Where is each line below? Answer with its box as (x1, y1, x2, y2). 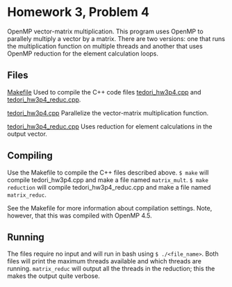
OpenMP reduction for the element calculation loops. (7, 49, 158, 58)
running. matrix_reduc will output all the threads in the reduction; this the (7, 265, 215, 273)
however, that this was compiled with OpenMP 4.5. (7, 211, 153, 220)
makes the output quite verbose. (7, 272, 101, 280)
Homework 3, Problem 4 (7, 4, 149, 20)
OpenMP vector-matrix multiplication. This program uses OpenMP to (7, 27, 204, 35)
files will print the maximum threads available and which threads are (7, 257, 202, 265)
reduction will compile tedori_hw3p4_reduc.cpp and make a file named (7, 183, 211, 191)
